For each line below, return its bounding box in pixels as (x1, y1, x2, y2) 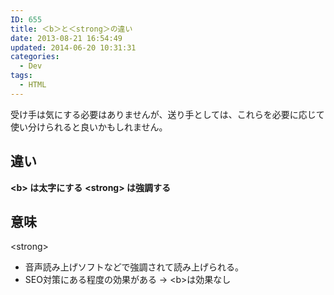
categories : (10, 52, 60, 62)
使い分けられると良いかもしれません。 (10, 121, 168, 133)
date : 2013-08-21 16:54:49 (10, 33, 123, 43)
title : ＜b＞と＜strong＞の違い (10, 24, 133, 34)
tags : (10, 71, 33, 81)
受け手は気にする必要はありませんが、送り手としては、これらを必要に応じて (10, 108, 325, 120)
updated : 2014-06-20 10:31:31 (10, 42, 137, 53)
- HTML (19, 80, 47, 90)
